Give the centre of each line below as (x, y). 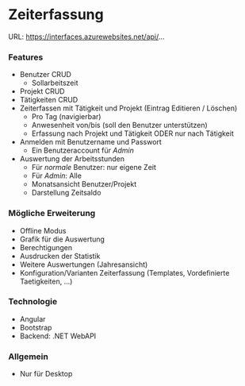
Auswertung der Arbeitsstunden (72, 159)
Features (26, 57)
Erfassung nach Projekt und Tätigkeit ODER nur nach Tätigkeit (132, 133)
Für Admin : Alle (56, 176)
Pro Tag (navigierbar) (66, 117)
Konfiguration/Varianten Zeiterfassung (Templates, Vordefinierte (124, 272)
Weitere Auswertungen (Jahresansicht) (84, 264)
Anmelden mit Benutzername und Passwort (91, 142)
